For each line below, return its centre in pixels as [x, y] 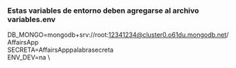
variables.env [32, 19]
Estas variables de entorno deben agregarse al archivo [103, 11]
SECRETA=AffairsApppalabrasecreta [61, 50]
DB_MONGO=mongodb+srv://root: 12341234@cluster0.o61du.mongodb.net [117, 35]
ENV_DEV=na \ [29, 57]
